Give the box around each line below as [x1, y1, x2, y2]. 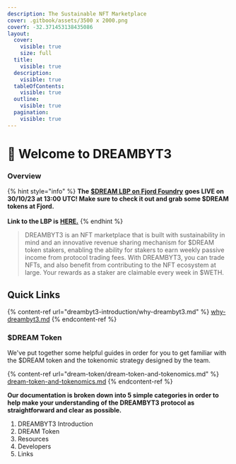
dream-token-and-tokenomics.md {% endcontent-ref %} [7, 377, 173, 386]
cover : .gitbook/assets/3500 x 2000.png [7, 17, 129, 24]
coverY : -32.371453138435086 [7, 23, 93, 30]
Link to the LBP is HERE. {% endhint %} [7, 217, 124, 226]
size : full [20, 50, 52, 57]
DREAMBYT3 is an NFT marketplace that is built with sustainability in [24, 231, 225, 239]
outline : [13, 96, 40, 103]
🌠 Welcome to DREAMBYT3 [7, 145, 172, 162]
